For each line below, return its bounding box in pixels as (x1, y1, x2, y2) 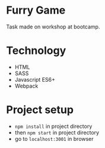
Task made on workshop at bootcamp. (6, 23, 100, 30)
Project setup (6, 103, 74, 117)
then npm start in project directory (14, 128, 100, 136)
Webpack (14, 82, 39, 89)
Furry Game (6, 4, 66, 17)
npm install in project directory (14, 123, 93, 130)
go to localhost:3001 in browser (14, 135, 94, 142)
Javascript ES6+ (14, 76, 55, 83)
